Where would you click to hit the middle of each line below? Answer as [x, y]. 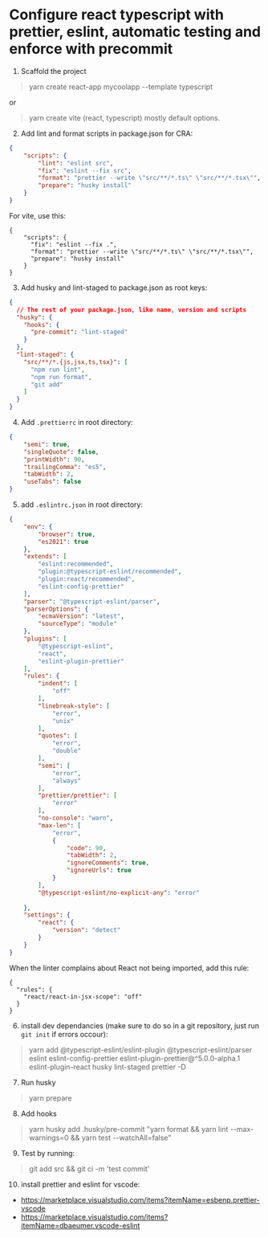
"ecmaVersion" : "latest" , [81, 616]
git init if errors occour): [64, 1034]
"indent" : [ [58, 684]
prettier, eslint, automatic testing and [135, 32]
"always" [67, 781]
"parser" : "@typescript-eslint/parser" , [92, 601]
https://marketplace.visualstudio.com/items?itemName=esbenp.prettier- [140, 1199]
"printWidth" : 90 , [54, 460]
